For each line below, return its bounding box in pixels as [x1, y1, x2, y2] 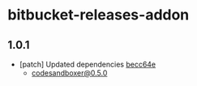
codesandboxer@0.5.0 [31, 68, 108, 78]
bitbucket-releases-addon [7, 6, 190, 24]
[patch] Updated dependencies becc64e [19, 59, 156, 69]
